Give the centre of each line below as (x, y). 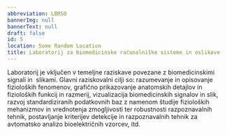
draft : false (26, 33)
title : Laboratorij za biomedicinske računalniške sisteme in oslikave (113, 53)
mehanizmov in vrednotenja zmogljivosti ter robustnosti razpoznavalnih (110, 109)
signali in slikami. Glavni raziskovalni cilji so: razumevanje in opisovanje (110, 79)
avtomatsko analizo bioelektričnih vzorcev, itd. (74, 124)
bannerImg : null (31, 20)
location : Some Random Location (54, 46)
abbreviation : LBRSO (37, 14)
